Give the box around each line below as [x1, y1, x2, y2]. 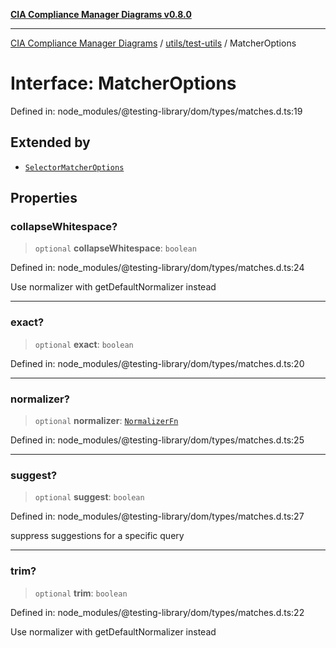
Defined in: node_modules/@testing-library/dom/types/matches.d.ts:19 [10, 105, 303, 117]
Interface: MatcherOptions [10, 72, 237, 95]
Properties [10, 190, 78, 207]
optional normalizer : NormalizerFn [34, 415, 179, 427]
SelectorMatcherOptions [24, 162, 125, 173]
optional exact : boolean [34, 338, 134, 350]
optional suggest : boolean [34, 491, 145, 503]
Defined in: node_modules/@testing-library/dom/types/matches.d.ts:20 [10, 357, 305, 369]
